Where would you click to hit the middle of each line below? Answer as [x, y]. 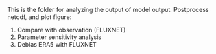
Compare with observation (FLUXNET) [71, 30]
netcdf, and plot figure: [39, 17]
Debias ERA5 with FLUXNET [57, 44]
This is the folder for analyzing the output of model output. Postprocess [108, 10]
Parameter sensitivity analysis [59, 37]
